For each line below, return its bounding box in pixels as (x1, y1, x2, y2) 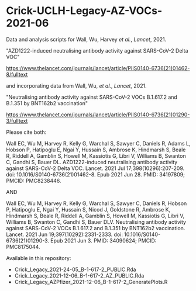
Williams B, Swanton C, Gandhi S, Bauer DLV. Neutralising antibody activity (6, 218, 186, 226)
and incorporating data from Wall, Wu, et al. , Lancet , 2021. (6, 82, 147, 89)
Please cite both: (6, 129, 47, 136)
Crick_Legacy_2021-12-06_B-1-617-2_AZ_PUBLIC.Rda (14, 272, 145, 279)
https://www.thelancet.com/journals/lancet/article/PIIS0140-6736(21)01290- (6, 111, 190, 118)
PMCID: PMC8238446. (6, 177, 61, 184)
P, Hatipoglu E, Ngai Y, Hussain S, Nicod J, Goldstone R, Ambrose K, (6, 206, 171, 213)
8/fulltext (6, 71, 28, 78)
